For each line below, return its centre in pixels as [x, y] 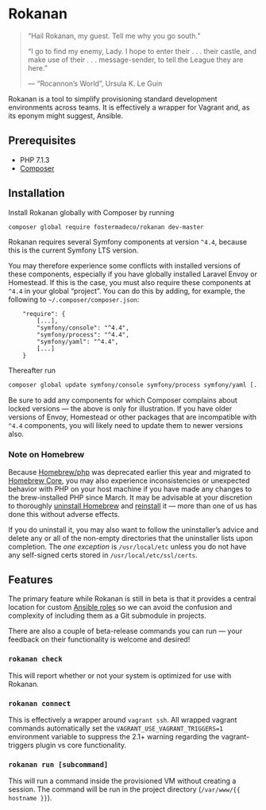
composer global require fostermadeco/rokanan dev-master [106, 227]
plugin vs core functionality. [81, 745]
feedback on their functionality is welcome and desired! [99, 639]
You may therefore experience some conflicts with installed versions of [124, 266]
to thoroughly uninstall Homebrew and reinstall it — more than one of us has [133, 506]
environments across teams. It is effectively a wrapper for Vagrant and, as [129, 107]
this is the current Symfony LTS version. [73, 250]
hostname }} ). [30, 798]
